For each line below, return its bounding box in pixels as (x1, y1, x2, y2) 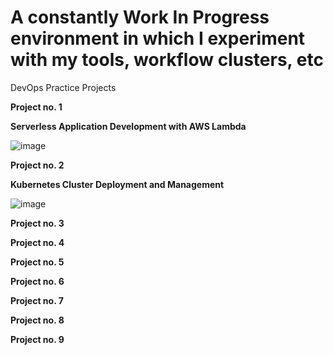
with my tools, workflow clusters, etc (10, 49, 324, 71)
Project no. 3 (10, 217, 65, 229)
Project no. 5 (10, 256, 65, 268)
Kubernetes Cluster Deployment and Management (10, 178, 225, 190)
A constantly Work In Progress (10, 6, 270, 29)
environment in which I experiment (10, 27, 306, 50)
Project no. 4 (10, 236, 65, 248)
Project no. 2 (10, 159, 65, 171)
